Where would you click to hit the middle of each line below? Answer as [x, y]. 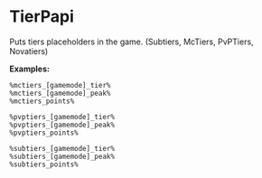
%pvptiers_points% [44, 133]
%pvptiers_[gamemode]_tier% [62, 117]
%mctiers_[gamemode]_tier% [60, 85]
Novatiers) [29, 51]
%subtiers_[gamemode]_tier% [62, 148]
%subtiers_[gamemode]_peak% [62, 156]
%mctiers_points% [42, 101]
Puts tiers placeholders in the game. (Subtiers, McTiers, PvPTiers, [132, 42]
